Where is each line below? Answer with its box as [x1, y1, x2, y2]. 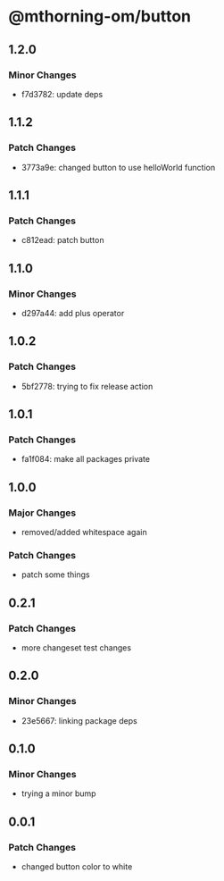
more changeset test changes [21, 642, 131, 653]
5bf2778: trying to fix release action [21, 381, 153, 391]
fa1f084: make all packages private [21, 454, 151, 465]
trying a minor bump [21, 788, 96, 799]
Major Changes [8, 507, 77, 519]
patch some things [21, 569, 90, 580]
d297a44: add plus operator [21, 307, 125, 318]
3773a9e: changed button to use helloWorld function [21, 162, 216, 172]
